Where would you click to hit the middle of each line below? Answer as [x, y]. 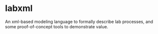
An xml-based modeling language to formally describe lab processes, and [79, 22]
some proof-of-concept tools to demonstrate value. [57, 26]
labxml [19, 8]
